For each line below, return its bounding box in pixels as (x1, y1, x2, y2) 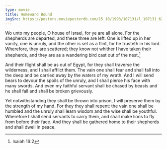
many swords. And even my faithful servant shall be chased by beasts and (5, 83, 158, 89)
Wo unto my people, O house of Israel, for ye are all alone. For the (5, 30, 140, 36)
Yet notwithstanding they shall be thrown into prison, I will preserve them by (5, 98, 161, 104)
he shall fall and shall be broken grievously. (5, 88, 93, 94)
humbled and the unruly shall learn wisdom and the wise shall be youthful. (5, 108, 158, 114)
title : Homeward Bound (5, 12, 52, 17)
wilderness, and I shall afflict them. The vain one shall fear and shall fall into (5, 67, 160, 73)
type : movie (5, 7, 30, 12)
